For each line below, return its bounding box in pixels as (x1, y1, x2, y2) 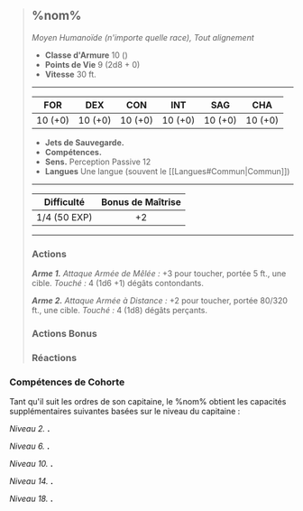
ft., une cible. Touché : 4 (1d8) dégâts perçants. (31, 305, 208, 316)
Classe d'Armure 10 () (44, 50, 128, 60)
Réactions (31, 351, 78, 364)
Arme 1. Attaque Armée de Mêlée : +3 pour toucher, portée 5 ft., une (31, 268, 287, 279)
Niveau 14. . (9, 476, 54, 487)
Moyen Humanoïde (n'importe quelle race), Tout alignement (31, 32, 254, 42)
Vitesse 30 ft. (44, 69, 96, 79)
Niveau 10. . (9, 459, 54, 469)
